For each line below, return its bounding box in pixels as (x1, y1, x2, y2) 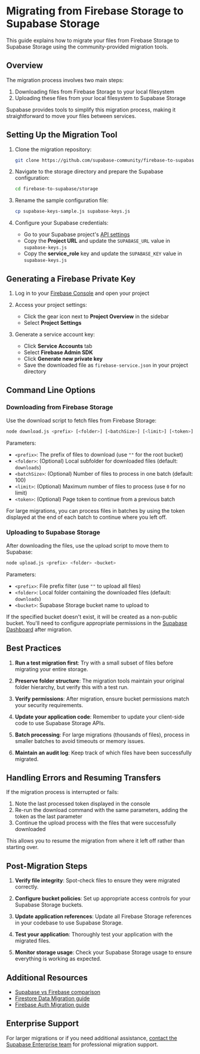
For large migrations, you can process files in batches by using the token (6, 507, 185, 514)
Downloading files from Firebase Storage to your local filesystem (14, 88, 175, 95)
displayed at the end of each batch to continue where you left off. (6, 514, 167, 521)
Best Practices (6, 643, 61, 654)
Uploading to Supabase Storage (6, 528, 100, 537)
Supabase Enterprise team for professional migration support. (6, 1041, 158, 1048)
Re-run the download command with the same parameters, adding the (14, 807, 188, 814)
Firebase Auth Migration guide (14, 1001, 90, 1008)
